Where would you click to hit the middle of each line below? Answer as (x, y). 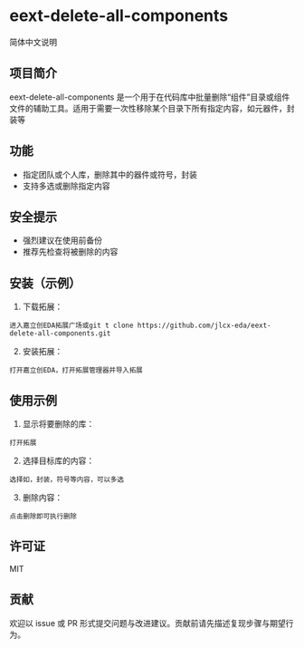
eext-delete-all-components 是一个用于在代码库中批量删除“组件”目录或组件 (150, 97)
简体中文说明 (33, 42)
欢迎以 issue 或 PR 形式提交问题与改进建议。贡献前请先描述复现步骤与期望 (148, 623)
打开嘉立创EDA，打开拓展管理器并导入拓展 (76, 371)
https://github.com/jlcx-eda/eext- (204, 326)
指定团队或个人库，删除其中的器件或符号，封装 (109, 174)
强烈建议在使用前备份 (62, 240)
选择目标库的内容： (58, 460)
